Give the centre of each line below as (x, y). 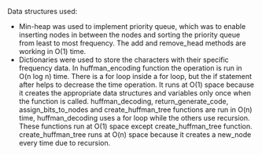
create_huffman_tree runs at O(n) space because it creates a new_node (135, 135)
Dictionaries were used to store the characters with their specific (124, 59)
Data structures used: (42, 11)
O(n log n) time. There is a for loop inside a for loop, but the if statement (135, 76)
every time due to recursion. (65, 143)
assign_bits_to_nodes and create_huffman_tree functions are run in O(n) (135, 110)
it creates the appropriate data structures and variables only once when (135, 93)
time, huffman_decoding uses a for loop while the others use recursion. (134, 118)
